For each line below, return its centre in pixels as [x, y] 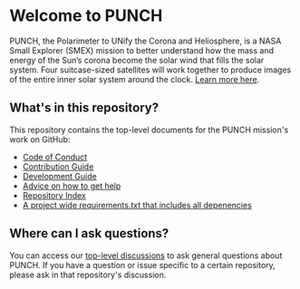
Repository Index [54, 195]
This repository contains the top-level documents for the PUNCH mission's [149, 130]
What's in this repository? [84, 108]
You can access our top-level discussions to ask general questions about [146, 255]
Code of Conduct [55, 157]
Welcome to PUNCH [86, 16]
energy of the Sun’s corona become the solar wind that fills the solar [137, 60]
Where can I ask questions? [89, 233]
